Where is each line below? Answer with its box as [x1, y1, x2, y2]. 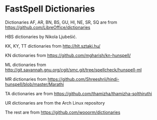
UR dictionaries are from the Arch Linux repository [5, 100, 105, 106]
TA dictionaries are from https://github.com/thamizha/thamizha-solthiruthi [5, 91, 152, 96]
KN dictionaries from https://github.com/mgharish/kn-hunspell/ [5, 52, 131, 58]
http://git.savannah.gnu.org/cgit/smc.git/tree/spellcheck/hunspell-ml [5, 67, 142, 73]
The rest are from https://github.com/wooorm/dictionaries [5, 109, 121, 115]
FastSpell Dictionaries [5, 3, 95, 14]
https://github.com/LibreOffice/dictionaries [5, 24, 90, 30]
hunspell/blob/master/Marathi [5, 81, 64, 87]
